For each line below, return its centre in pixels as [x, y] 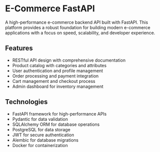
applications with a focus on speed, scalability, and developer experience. [80, 33]
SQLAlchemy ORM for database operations [56, 124]
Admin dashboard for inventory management [58, 86]
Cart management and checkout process [54, 81]
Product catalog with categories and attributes [59, 65]
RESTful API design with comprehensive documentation [69, 60]
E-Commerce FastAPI [50, 9]
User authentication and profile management [58, 71]
